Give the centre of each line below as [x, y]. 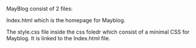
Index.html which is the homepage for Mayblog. [66, 20]
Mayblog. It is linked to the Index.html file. [58, 38]
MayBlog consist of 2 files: [39, 9]
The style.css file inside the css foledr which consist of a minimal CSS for [98, 32]
